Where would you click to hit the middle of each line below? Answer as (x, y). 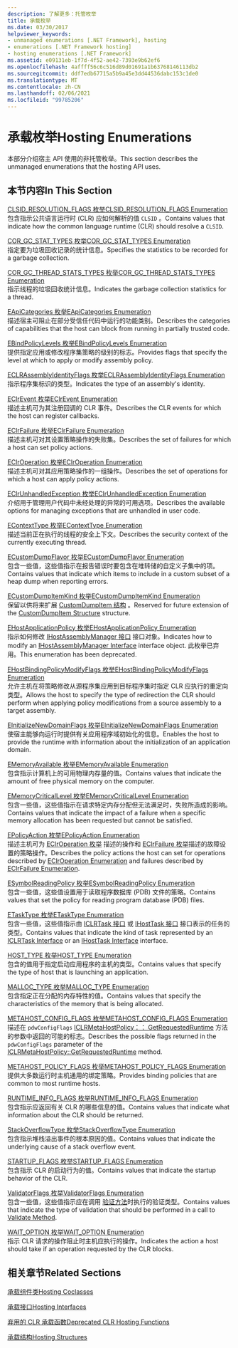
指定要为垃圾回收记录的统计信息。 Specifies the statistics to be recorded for (118, 249)
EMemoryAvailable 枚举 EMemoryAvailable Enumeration (88, 764)
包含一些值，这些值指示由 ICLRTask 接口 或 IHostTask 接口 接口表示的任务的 (119, 924)
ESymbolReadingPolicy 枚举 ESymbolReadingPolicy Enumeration (101, 883)
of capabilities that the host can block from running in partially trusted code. (119, 328)
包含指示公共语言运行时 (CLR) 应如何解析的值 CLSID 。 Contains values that (116, 218)
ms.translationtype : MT (43, 80)
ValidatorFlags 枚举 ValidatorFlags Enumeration (76, 1193)
